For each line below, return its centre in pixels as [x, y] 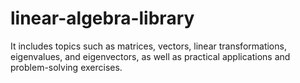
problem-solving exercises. [66, 67]
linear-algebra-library [102, 18]
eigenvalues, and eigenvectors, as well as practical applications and [150, 56]
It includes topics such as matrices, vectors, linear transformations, [148, 46]
